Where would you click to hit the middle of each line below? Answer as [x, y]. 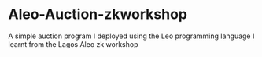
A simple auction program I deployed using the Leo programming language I [131, 36]
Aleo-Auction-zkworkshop [98, 14]
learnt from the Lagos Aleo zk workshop [73, 44]
